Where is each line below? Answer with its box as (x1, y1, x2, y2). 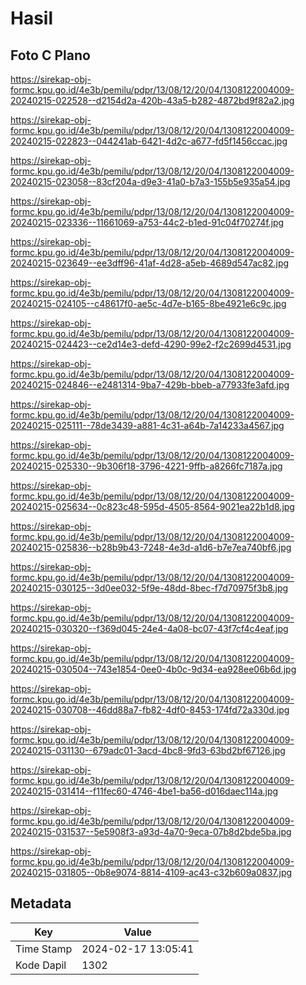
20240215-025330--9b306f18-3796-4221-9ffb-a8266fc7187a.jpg (10, 460, 283, 472)
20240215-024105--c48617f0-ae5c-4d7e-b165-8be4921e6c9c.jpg (10, 298, 287, 309)
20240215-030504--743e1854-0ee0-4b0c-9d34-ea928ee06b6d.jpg (10, 663, 297, 675)
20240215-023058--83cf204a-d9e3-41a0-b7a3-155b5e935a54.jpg (10, 176, 291, 187)
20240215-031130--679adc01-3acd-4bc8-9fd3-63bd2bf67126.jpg (10, 745, 286, 756)
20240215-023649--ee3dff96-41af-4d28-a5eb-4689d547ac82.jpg (10, 257, 290, 269)
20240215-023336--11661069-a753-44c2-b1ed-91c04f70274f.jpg (10, 217, 285, 228)
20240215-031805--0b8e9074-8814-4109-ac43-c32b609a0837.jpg (10, 867, 293, 878)
